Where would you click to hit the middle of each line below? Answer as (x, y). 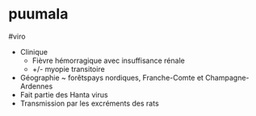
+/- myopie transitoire (68, 68)
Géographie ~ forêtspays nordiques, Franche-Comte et (112, 77)
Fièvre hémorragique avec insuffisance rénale (109, 60)
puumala (38, 14)
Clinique (34, 52)
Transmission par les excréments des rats (89, 103)
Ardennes (36, 86)
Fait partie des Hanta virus (64, 94)
